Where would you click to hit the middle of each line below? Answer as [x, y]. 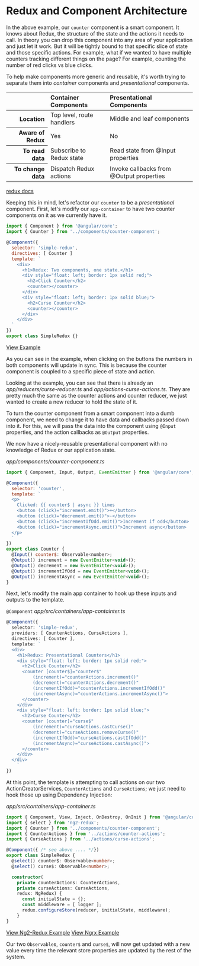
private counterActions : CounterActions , [68, 882]
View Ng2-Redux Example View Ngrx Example [63, 932]
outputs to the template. [35, 600]
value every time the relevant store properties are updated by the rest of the [99, 950]
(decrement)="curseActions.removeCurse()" [86, 732]
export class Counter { [36, 549]
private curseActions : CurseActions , [63, 888]
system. [16, 957]
